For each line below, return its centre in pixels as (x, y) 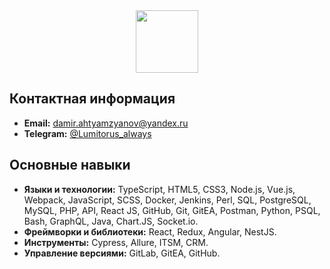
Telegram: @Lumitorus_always (87, 133)
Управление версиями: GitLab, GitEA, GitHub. (122, 253)
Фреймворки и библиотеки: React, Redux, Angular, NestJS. (150, 231)
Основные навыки (70, 165)
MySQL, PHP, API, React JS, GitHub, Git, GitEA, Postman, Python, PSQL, (172, 210)
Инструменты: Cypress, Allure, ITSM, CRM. (116, 242)
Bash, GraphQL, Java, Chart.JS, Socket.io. (111, 221)
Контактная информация (92, 99)
